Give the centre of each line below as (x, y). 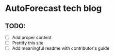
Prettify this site (28, 43)
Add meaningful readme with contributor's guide (61, 48)
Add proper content (32, 37)
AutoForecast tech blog (53, 8)
